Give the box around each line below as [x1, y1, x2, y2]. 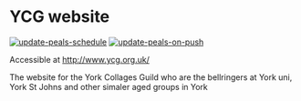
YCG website [9, 6, 110, 27]
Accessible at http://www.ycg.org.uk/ [9, 54, 150, 65]
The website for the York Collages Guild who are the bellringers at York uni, [9, 71, 293, 83]
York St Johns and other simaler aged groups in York [9, 81, 208, 92]
